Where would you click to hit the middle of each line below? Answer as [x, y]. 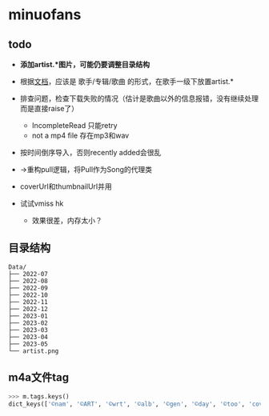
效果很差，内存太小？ [67, 220]
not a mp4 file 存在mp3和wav [80, 135]
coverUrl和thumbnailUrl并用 [66, 186]
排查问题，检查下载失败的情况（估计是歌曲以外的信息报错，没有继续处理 [139, 98]
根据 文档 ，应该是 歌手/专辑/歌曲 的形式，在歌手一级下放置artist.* [127, 81]
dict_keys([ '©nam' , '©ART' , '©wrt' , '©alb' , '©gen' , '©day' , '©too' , [127, 404]
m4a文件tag [39, 378]
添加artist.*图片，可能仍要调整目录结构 [85, 64]
